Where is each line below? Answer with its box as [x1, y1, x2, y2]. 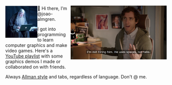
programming [37, 32, 66, 37]
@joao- [37, 11, 53, 17]
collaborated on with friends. [5, 64, 66, 70]
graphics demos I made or [5, 59, 61, 64]
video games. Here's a [5, 48, 53, 53]
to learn [37, 37, 54, 43]
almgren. [37, 16, 56, 22]
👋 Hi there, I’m [37, 6, 68, 11]
